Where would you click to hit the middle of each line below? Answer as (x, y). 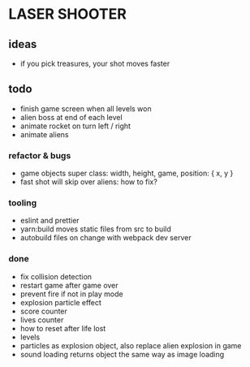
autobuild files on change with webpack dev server (106, 238)
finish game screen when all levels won (86, 108)
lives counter (42, 320)
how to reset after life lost (63, 328)
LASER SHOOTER (68, 14)
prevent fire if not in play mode (71, 294)
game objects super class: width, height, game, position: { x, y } (127, 173)
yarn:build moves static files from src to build (96, 229)
